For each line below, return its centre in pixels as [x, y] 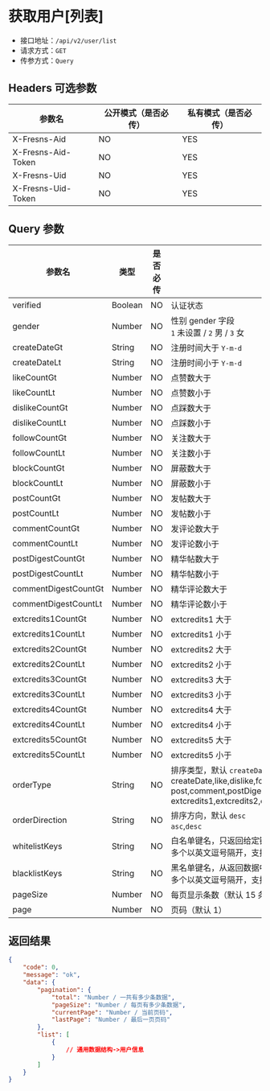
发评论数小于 [195, 544]
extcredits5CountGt [49, 739]
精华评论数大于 [199, 589]
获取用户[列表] [56, 16]
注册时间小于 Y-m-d [207, 363]
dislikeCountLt [39, 422]
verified [27, 305]
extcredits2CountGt [49, 648]
